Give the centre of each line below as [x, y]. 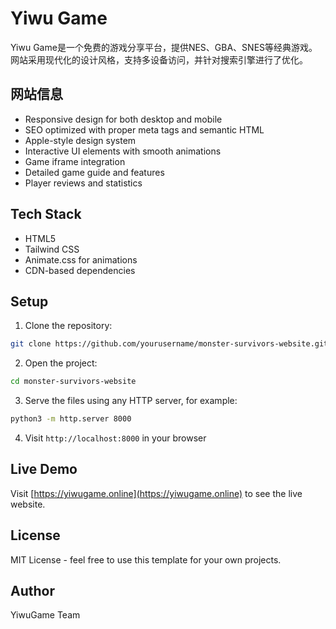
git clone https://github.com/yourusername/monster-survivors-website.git [169, 344]
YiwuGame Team [45, 615]
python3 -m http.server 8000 [71, 419]
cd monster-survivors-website [73, 382]
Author [32, 591]
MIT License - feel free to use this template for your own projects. [146, 559]
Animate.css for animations [81, 259]
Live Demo [44, 469]
